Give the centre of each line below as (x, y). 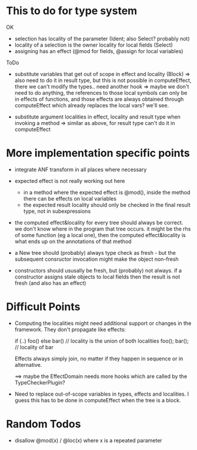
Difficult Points (43, 307)
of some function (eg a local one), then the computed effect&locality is (100, 235)
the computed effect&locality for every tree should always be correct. (99, 222)
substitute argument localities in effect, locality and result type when (98, 117)
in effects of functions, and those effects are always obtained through (99, 99)
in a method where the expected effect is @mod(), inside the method (107, 192)
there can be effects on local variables (70, 198)
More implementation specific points (98, 153)
